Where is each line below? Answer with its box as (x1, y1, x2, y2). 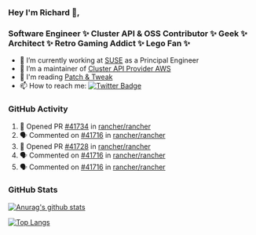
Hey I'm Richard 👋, (8, 7, 80, 18)
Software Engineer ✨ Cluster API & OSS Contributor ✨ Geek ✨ (8, 27, 247, 38)
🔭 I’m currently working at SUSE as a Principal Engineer (19, 56, 199, 65)
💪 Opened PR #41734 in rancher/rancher (19, 121, 152, 131)
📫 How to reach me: (19, 81, 87, 91)
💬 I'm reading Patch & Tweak (19, 72, 113, 81)
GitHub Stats (8, 184, 58, 195)
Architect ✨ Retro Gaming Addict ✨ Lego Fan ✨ (8, 38, 191, 49)
